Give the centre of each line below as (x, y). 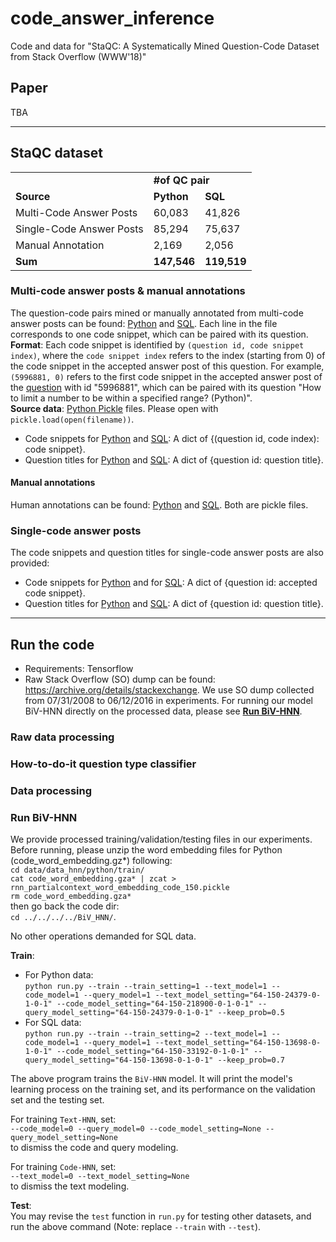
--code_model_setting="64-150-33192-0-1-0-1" (153, 1052)
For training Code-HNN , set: (63, 1167)
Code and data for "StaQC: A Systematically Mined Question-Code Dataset (165, 46)
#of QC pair (181, 180)
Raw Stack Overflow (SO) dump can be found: (120, 679)
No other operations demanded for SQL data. (103, 936)
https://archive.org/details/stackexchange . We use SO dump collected (169, 690)
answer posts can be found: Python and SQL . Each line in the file (144, 323)
